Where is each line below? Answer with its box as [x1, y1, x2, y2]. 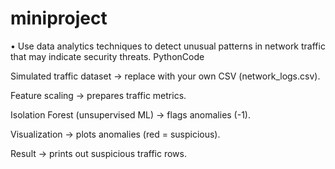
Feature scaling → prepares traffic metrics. [10, 89, 187, 101]
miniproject [10, 7, 108, 30]
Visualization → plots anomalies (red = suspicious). [10, 128, 221, 140]
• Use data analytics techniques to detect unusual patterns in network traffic [10, 40, 326, 52]
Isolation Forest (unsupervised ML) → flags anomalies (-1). [10, 108, 252, 121]
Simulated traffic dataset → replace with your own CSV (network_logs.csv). [10, 70, 321, 82]
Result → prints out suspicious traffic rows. [10, 147, 187, 159]
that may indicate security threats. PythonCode [10, 50, 205, 62]
